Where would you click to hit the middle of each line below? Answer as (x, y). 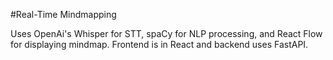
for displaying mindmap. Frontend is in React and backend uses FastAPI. (159, 44)
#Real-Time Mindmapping (63, 14)
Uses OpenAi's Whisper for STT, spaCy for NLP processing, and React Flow (166, 33)
